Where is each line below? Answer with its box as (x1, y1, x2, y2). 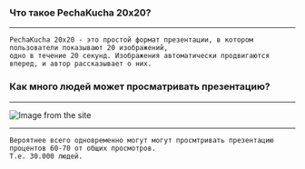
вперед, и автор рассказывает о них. (9, 59, 152, 69)
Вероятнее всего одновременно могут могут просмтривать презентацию (9, 135, 274, 144)
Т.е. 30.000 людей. (9, 152, 84, 161)
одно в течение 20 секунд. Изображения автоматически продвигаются (9, 52, 271, 61)
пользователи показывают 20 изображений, (9, 44, 169, 53)
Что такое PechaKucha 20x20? (9, 6, 152, 19)
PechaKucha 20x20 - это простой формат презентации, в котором (9, 35, 254, 45)
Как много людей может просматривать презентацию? (9, 80, 271, 93)
